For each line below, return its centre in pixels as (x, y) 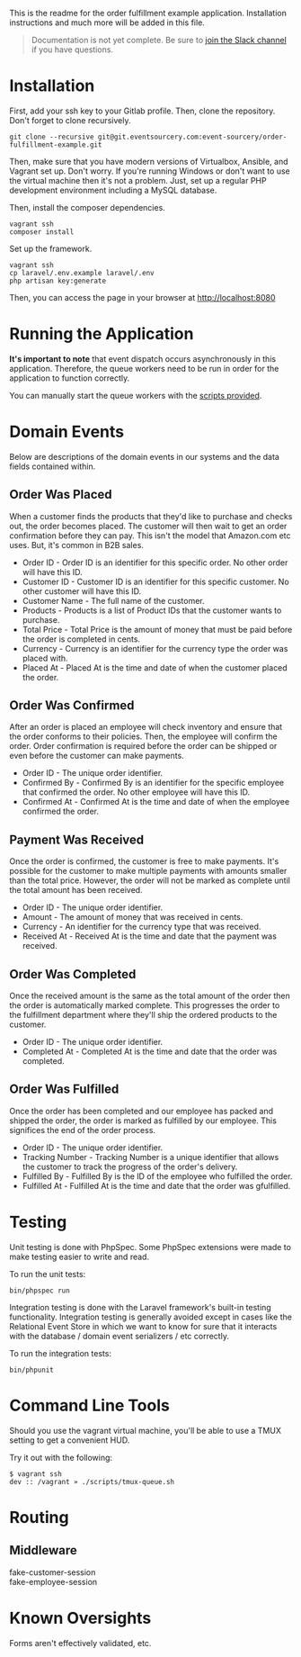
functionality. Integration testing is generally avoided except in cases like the (150, 1317)
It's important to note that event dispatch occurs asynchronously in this (143, 358)
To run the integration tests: (61, 1353)
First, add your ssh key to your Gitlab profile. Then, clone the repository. (142, 111)
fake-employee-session (53, 1581)
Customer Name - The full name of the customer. (113, 600)
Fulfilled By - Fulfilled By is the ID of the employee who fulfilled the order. (157, 1176)
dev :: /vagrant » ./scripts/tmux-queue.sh (92, 1481)
